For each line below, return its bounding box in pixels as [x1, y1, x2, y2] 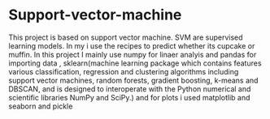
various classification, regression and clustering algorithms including [8, 66, 239, 76]
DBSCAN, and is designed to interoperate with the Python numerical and [8, 83, 251, 94]
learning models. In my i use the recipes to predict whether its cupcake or [8, 40, 255, 50]
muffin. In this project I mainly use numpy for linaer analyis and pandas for [8, 49, 257, 59]
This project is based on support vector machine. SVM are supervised [8, 32, 243, 42]
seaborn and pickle [8, 101, 73, 111]
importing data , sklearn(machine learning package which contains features [8, 58, 262, 68]
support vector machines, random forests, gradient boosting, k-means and [8, 75, 259, 85]
